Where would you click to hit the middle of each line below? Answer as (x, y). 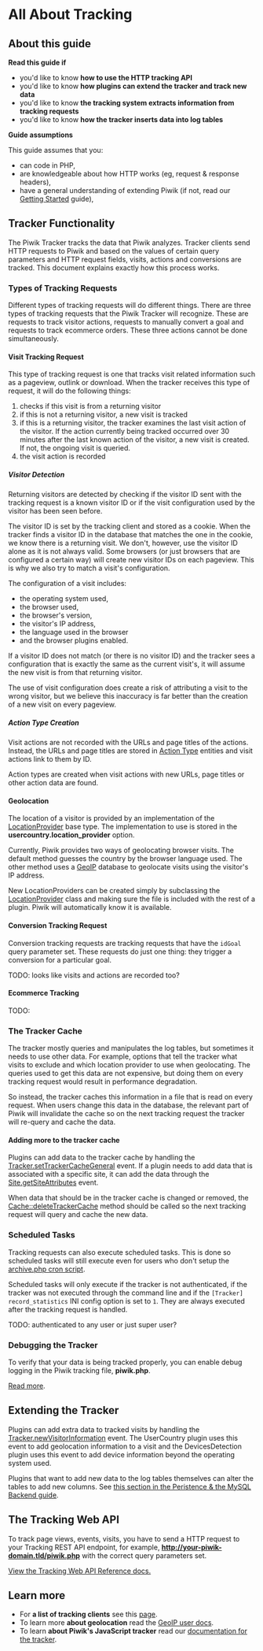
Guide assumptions (40, 135)
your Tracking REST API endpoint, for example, (84, 1547)
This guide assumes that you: (56, 150)
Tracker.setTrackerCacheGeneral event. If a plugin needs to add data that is (130, 1166)
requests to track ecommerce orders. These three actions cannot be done (128, 330)
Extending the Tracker (64, 1410)
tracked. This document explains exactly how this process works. (114, 267)
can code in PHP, (47, 165)
